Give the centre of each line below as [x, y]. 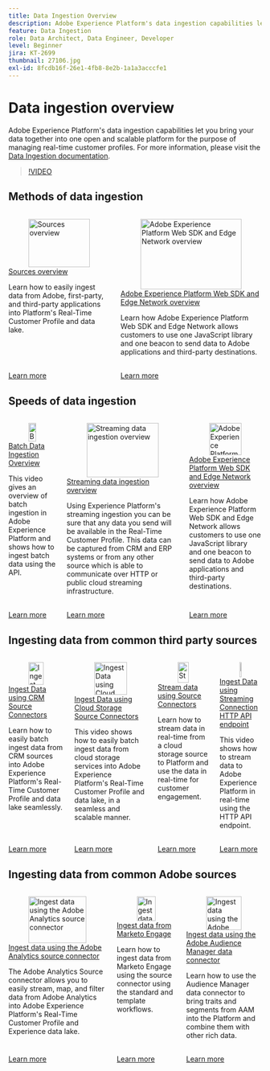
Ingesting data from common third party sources [133, 640]
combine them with [218, 1027]
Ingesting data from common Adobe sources [123, 874]
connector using [143, 984]
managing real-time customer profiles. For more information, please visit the [135, 147]
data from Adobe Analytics [53, 997]
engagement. [180, 796]
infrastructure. [90, 591]
